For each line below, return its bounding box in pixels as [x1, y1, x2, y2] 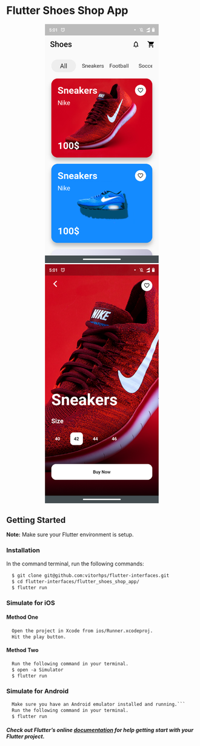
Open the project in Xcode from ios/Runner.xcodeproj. [12, 628, 153, 634]
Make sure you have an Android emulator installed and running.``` [12, 701, 186, 708]
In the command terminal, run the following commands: [6, 560, 144, 567]
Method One [6, 613, 38, 621]
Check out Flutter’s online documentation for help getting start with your [6, 726, 194, 733]
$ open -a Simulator [12, 667, 64, 673]
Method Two [6, 647, 39, 654]
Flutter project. [6, 733, 45, 740]
